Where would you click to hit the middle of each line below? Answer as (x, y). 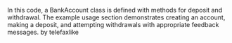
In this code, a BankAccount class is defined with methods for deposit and (115, 10)
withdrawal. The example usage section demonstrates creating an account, (116, 17)
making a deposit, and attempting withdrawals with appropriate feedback (113, 25)
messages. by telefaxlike (43, 32)
